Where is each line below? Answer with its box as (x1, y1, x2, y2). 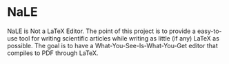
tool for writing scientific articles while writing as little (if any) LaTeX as (19, 34, 219, 42)
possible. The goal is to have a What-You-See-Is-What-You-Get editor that (7, 41, 219, 50)
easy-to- (197, 27, 222, 35)
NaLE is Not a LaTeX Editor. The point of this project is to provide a (7, 27, 196, 35)
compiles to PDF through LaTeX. (7, 49, 99, 57)
